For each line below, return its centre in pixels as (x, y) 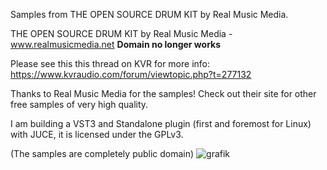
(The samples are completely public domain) (102, 153)
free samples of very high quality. (79, 104)
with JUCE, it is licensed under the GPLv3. (97, 134)
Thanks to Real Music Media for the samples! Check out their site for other (163, 93)
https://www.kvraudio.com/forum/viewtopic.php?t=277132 (131, 74)
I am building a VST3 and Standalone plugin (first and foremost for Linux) (161, 123)
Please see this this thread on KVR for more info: (110, 63)
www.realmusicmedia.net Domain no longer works (116, 44)
